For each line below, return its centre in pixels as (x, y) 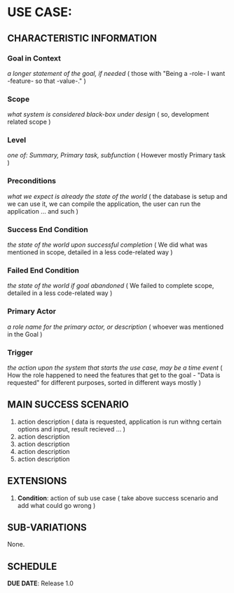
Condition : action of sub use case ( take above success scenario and (118, 498)
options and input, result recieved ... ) (71, 429)
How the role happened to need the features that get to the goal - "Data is (114, 375)
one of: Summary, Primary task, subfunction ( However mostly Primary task (117, 155)
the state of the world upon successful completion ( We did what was (108, 245)
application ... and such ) (43, 211)
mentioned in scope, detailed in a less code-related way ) (90, 252)
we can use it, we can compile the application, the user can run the (104, 204)
